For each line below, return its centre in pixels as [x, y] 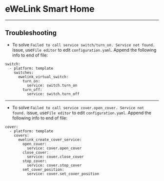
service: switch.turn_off [53, 94]
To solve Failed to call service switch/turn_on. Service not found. [83, 44]
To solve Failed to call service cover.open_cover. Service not [78, 107]
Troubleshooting [31, 33]
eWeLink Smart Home [50, 9]
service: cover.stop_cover [54, 165]
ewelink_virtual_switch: [43, 77]
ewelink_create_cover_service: [50, 140]
